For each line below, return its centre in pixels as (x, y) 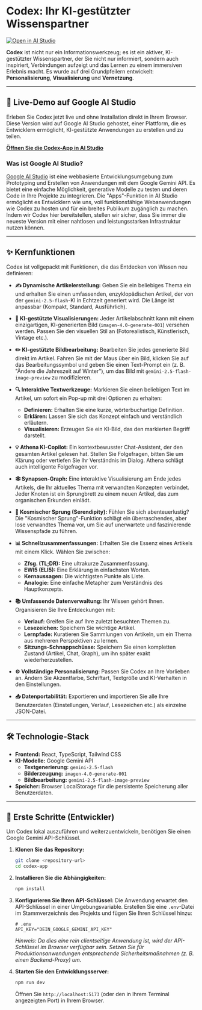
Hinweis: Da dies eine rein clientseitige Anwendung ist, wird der (94, 941)
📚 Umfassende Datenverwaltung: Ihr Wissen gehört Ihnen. (89, 601)
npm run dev (30, 983)
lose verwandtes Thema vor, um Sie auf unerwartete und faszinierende (103, 525)
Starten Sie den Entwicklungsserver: (62, 971)
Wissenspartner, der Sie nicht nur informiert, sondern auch (106, 58)
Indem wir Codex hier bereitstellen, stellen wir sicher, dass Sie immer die (96, 215)
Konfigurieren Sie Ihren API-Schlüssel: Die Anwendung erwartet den (101, 900)
